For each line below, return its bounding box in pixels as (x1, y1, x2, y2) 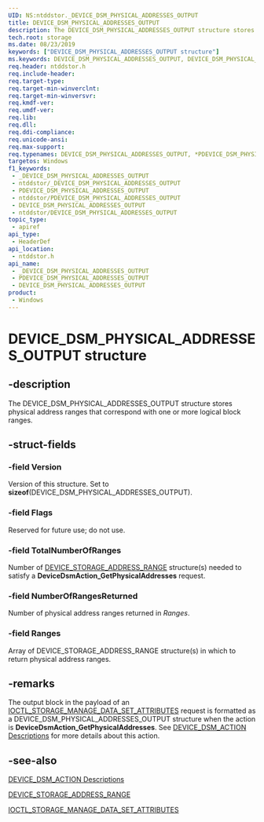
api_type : (8, 231, 41, 239)
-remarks (8, 677, 55, 691)
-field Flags (8, 507, 53, 518)
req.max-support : (8, 143, 65, 151)
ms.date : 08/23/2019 (8, 41, 76, 49)
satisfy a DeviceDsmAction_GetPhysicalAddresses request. (8, 571, 206, 581)
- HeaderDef (11, 238, 51, 246)
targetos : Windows (8, 158, 68, 166)
